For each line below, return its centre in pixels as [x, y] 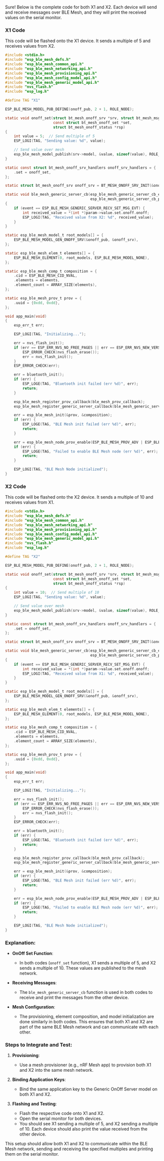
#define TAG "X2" [23, 557]
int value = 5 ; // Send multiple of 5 [54, 136]
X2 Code [16, 486]
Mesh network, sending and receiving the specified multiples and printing [79, 1149]
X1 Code [15, 30]
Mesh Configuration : [33, 1007]
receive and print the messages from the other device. [74, 998]
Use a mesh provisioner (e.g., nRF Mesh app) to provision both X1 [85, 1065]
